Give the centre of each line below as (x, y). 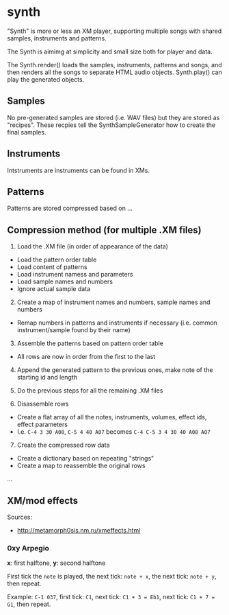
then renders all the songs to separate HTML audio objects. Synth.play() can (114, 72)
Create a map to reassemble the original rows (81, 466)
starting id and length (47, 378)
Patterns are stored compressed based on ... (70, 208)
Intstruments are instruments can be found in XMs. (79, 170)
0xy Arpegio (28, 548)
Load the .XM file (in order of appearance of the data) (93, 246)
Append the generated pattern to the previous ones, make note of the (115, 370)
